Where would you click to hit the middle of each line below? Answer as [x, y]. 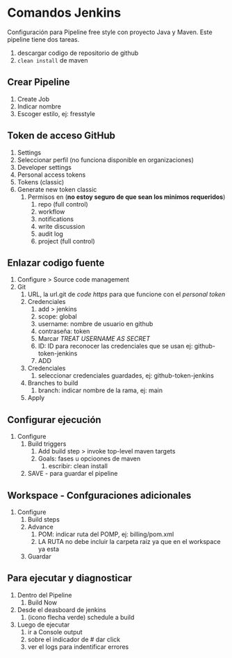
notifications [56, 219]
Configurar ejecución [55, 420]
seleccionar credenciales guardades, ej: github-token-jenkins [126, 376]
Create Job [33, 99]
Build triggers [47, 444]
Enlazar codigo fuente [56, 263]
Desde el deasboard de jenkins [61, 609]
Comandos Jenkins [64, 13]
